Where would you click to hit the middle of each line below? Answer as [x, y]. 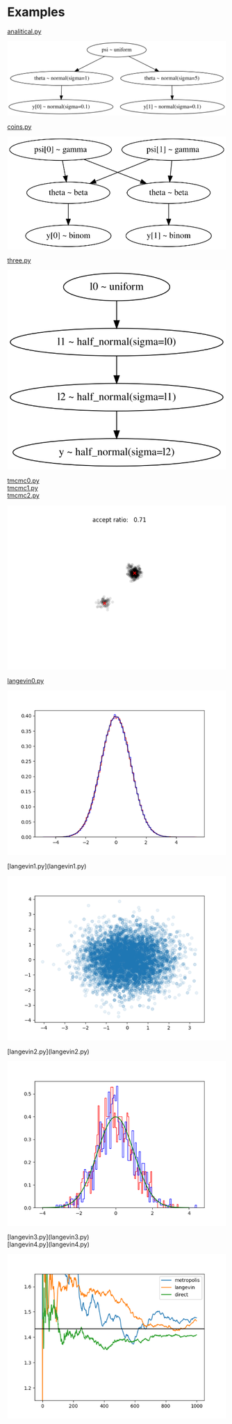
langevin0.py [26, 681]
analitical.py [24, 31]
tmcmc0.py [23, 480]
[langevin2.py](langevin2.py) [48, 1051]
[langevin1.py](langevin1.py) [47, 866]
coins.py [19, 127]
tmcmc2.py [23, 496]
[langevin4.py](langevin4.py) [49, 1244]
